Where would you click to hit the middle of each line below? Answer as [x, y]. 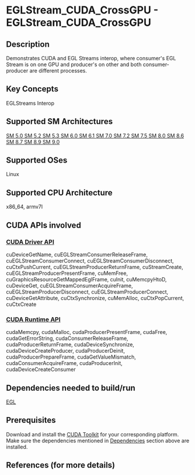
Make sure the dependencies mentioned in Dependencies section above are [98, 440]
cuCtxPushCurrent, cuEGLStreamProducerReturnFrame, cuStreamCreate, [95, 267]
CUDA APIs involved [44, 225]
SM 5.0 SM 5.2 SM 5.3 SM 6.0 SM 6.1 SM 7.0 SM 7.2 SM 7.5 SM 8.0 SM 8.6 [95, 136]
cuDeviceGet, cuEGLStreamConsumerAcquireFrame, [69, 285]
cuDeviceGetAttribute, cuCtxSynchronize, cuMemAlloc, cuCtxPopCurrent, [95, 298]
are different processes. [58, 70]
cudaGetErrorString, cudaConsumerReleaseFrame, [67, 338]
